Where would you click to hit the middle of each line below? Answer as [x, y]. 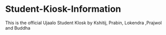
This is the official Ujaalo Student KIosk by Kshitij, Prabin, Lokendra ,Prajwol [84, 23]
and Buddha [18, 28]
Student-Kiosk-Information [63, 9]
